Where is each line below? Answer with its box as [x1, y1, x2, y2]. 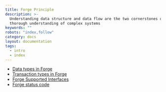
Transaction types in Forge [12, 71, 67, 77]
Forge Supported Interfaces [12, 76, 69, 82]
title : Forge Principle [5, 7, 54, 12]
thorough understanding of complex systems [9, 21, 100, 26]
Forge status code [12, 82, 49, 88]
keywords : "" [5, 25, 32, 30]
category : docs [5, 35, 37, 40]
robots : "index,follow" [5, 30, 54, 35]
